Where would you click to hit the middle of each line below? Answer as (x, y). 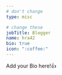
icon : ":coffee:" (27, 49)
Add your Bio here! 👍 (31, 66)
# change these (25, 27)
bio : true (18, 44)
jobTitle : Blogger (28, 33)
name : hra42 (20, 38)
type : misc (19, 17)
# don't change (25, 11)
